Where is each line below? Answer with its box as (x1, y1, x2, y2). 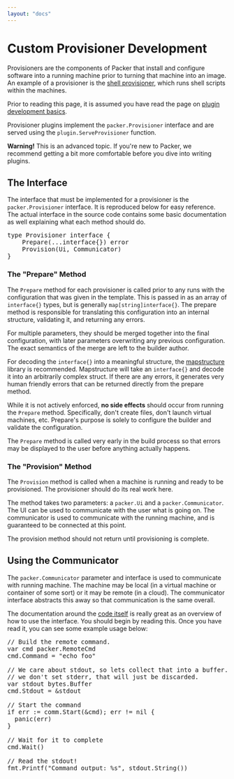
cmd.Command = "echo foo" (7, 651, 96, 660)
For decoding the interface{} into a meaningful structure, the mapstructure (7, 357, 225, 365)
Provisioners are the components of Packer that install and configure (7, 64, 205, 72)
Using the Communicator (7, 555, 119, 567)
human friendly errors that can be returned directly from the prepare (7, 379, 204, 388)
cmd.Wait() (7, 743, 45, 751)
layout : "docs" (7, 10, 52, 18)
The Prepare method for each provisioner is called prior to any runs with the (7, 285, 225, 294)
